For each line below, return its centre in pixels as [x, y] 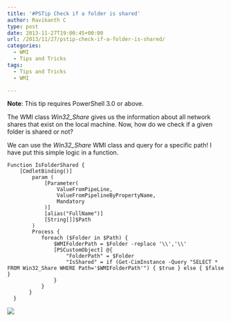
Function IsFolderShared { [46, 166]
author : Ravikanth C [37, 20]
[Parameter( [61, 184]
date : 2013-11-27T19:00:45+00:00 [55, 33]
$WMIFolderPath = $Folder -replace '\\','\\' [120, 244]
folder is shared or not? [40, 132]
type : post [23, 26]
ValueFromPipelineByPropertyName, [106, 196]
